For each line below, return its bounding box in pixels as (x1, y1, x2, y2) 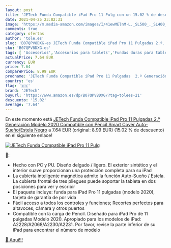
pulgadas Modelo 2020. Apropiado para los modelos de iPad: (12, 216, 141, 222)
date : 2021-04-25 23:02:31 (5, 17, 63, 22)
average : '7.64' (5, 102, 40, 107)
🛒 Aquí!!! (5, 237, 23, 243)
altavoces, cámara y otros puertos (12, 205, 85, 211)
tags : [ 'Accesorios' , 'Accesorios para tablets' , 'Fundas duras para (5, 50, 154, 55)
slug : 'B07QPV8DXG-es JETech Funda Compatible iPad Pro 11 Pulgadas (5, 41, 154, 46)
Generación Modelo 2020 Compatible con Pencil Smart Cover (5, 122, 135, 128)
